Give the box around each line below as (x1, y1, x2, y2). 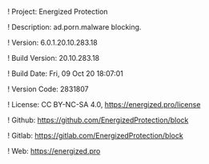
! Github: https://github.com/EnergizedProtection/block (7, 115, 189, 125)
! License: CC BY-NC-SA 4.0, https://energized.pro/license (7, 100, 201, 109)
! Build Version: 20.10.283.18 (7, 54, 100, 62)
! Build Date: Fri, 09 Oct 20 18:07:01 (7, 69, 123, 78)
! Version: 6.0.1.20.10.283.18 (7, 38, 98, 47)
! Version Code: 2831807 (7, 84, 89, 94)
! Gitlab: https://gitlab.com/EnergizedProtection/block (7, 131, 183, 140)
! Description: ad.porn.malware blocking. (7, 22, 142, 31)
